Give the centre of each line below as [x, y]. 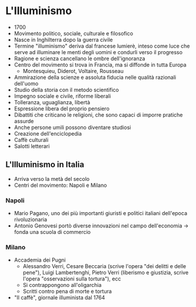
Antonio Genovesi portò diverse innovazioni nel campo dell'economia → [101, 226]
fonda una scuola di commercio [52, 232]
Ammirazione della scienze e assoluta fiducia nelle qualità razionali [95, 77]
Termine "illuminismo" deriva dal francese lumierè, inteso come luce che [102, 46]
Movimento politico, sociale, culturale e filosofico [74, 33]
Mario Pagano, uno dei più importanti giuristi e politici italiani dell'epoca [101, 213]
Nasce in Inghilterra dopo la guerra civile [63, 39]
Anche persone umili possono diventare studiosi [72, 127]
